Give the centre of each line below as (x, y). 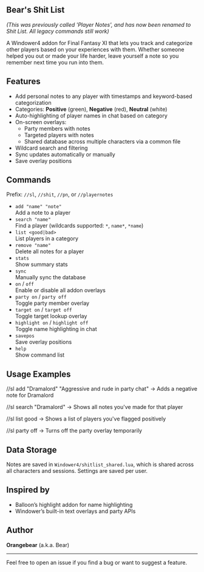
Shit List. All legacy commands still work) (58, 31)
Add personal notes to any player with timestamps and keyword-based (104, 96)
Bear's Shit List (36, 10)
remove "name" (33, 246)
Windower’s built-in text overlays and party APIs (75, 511)
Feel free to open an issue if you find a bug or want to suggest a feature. (97, 562)
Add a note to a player (43, 213)
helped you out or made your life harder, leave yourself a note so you (93, 56)
